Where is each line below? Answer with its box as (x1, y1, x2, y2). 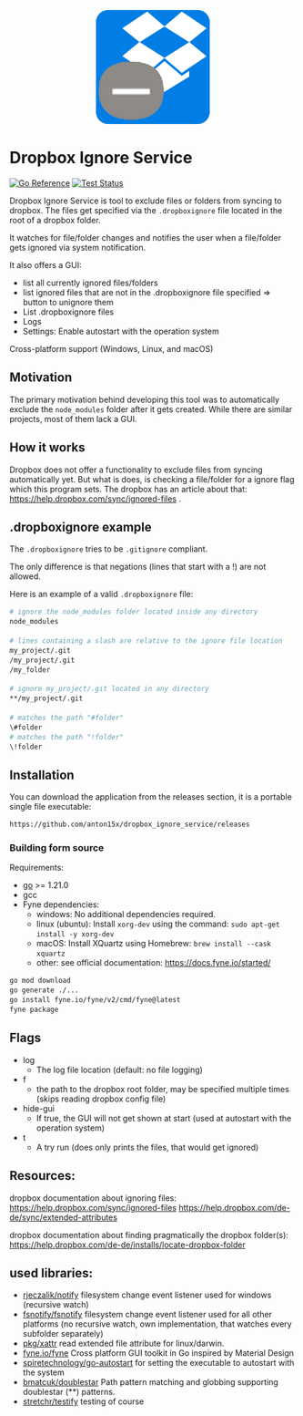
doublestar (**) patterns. (22, 1387, 116, 1398)
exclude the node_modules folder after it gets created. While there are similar (9, 403, 293, 415)
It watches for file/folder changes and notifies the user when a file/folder (9, 232, 282, 243)
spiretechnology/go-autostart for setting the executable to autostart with (22, 1358, 295, 1369)
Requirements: (9, 863, 64, 873)
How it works (9, 439, 86, 456)
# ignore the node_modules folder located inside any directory (9, 607, 258, 616)
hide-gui (22, 1102, 55, 1113)
